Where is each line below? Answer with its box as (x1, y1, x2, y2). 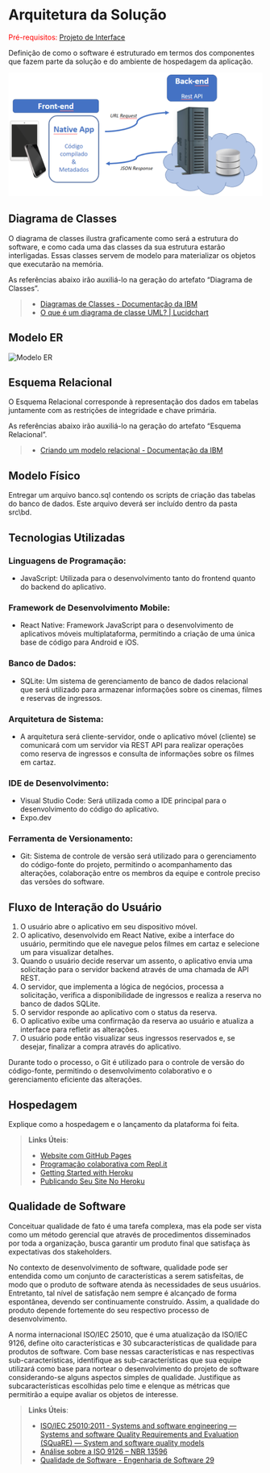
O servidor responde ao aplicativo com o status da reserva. (19, 1008, 218, 1017)
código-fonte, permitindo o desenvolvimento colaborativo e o (8, 1066, 212, 1076)
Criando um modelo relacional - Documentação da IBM (39, 445, 223, 455)
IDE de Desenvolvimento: (8, 777, 110, 788)
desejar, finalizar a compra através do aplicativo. (19, 1042, 181, 1052)
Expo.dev (19, 813, 52, 823)
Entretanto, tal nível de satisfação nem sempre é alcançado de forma (8, 1288, 238, 1298)
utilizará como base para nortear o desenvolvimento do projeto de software (8, 1363, 260, 1373)
